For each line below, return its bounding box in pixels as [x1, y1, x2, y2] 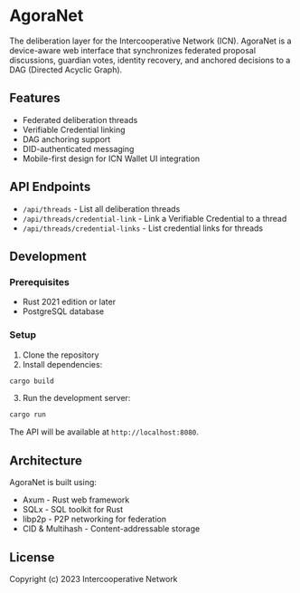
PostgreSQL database [22, 306, 105, 317]
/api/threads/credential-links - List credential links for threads [22, 223, 264, 234]
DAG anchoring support [22, 133, 111, 145]
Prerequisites [9, 275, 70, 288]
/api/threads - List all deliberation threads [22, 203, 181, 214]
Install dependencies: [22, 359, 103, 369]
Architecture [9, 453, 83, 468]
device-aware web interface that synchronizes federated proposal [9, 44, 256, 55]
